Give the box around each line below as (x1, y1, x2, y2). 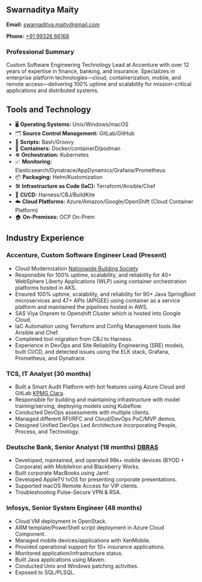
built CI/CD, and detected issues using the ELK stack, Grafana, (14, 348, 170, 355)
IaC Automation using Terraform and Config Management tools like (14, 322, 181, 330)
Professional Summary (6, 48, 75, 56)
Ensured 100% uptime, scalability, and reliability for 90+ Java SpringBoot (14, 290, 196, 298)
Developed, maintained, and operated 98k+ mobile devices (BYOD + (14, 457, 185, 464)
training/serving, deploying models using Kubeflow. (14, 402, 142, 409)
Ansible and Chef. (14, 328, 60, 336)
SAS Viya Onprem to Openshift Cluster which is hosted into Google (14, 310, 181, 317)
